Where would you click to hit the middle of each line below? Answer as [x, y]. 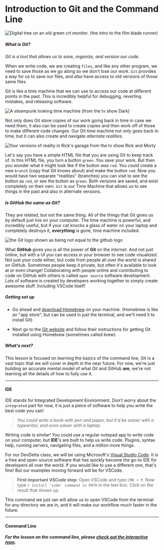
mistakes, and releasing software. [39, 101]
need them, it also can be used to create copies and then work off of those [80, 125]
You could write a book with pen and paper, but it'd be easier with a [85, 420]
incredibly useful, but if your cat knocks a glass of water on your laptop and [81, 225]
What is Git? [18, 44]
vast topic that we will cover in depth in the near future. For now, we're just [80, 363]
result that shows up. [38, 490]
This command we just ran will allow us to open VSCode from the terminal [79, 500]
